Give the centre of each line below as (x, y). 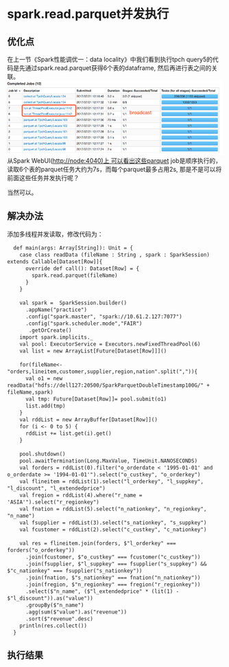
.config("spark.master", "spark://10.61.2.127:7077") (104, 317)
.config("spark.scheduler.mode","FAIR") (84, 324)
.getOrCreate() (50, 330)
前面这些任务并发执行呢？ (43, 178)
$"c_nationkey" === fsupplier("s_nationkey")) (75, 571)
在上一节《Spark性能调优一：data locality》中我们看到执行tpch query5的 (110, 59)
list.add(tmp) (46, 406)
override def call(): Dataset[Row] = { (82, 269)
